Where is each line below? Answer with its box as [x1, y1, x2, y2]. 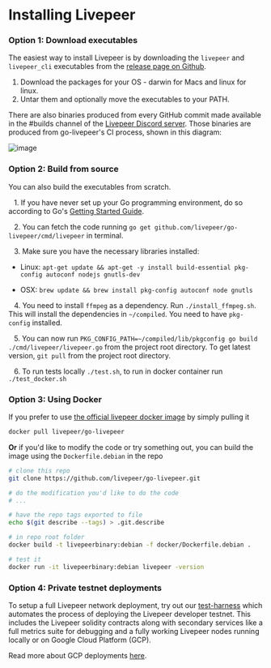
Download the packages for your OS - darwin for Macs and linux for [19, 77, 247, 87]
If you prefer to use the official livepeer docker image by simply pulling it [8, 412, 250, 422]
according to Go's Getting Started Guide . [8, 206, 144, 216]
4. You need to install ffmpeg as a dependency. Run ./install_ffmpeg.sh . [13, 300, 256, 310]
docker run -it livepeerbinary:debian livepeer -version [8, 563, 205, 571]
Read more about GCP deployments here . [8, 651, 147, 660]
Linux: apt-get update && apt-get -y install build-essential [19, 262, 231, 272]
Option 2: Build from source [8, 164, 119, 175]
